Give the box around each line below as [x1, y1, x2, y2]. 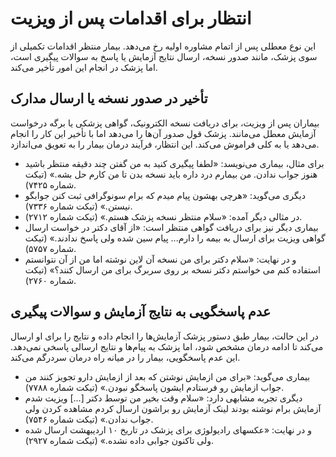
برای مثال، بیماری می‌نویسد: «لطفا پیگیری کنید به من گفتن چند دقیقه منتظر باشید [24, 157, 325, 169]
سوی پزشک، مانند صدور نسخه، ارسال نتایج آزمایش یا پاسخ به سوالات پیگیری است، [10, 50, 318, 62]
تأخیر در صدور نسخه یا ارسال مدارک [10, 90, 208, 107]
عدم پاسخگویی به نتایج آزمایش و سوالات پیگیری [10, 303, 272, 321]
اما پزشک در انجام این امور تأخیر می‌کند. [10, 61, 158, 73]
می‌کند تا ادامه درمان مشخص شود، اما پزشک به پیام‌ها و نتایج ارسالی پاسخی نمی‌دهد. [10, 340, 324, 352]
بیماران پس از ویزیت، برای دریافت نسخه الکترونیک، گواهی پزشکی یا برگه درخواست [10, 117, 320, 129]
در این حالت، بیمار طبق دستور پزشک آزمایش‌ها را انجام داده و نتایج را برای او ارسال [10, 330, 319, 342]
